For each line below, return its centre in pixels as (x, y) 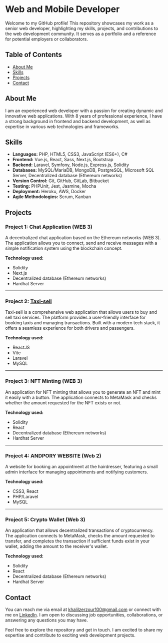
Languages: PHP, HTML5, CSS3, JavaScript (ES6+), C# (70, 154)
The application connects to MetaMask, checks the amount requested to (80, 536)
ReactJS (21, 348)
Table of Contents (34, 55)
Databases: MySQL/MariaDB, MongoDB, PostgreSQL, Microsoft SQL (83, 170)
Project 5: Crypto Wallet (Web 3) (45, 519)
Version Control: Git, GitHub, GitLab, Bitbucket (60, 181)
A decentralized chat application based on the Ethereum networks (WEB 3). (83, 238)
